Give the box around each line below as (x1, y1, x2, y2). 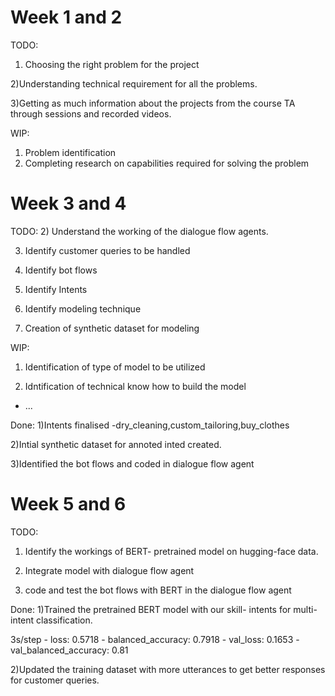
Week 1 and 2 (10, 6, 123, 29)
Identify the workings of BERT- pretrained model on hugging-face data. (24, 545, 319, 557)
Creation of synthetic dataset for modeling (24, 322, 200, 334)
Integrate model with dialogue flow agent (24, 564, 195, 576)
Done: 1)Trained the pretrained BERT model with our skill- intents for (10, 603, 292, 615)
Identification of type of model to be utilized (24, 361, 206, 373)
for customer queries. (10, 674, 100, 686)
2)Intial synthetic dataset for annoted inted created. (10, 438, 222, 450)
